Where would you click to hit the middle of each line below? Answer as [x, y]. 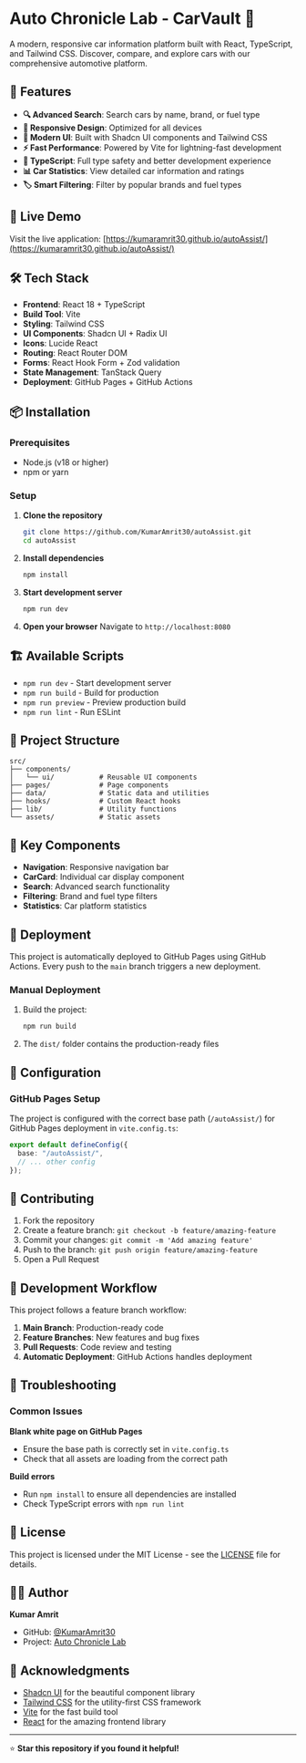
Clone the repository [62, 515]
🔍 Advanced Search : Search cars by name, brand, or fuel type [141, 114]
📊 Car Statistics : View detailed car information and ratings [133, 171]
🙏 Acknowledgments [70, 1670]
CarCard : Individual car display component [103, 877]
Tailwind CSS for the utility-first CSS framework [112, 1702]
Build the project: [55, 1010]
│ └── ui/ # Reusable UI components [103, 778]
